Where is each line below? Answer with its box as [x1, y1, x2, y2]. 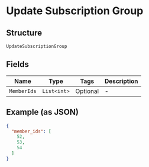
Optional [75, 87, 99, 95]
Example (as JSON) [6, 107, 79, 117]
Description [104, 77, 138, 85]
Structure [6, 28, 43, 38]
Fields [6, 59, 30, 69]
